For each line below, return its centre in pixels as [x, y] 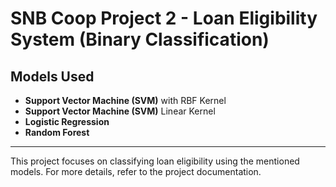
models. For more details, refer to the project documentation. [136, 171]
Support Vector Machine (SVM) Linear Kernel [120, 111]
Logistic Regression [67, 121]
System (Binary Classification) [140, 39]
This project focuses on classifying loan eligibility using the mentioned [155, 161]
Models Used [52, 76]
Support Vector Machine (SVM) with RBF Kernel [125, 100]
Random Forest [57, 132]
